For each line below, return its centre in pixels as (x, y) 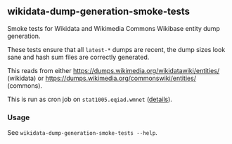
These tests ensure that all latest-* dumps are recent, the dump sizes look (116, 49)
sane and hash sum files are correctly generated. (78, 57)
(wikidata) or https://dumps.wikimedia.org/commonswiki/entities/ (102, 78)
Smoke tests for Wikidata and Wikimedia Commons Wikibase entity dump (114, 28)
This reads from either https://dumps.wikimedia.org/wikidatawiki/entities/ (114, 70)
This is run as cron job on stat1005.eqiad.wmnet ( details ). (90, 99)
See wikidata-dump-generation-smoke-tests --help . (83, 133)
